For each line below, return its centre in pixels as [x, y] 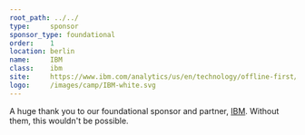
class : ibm [36, 69]
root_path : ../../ [44, 18]
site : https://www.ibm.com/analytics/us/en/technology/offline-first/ [154, 77]
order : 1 [32, 43]
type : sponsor [44, 26]
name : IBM [36, 60]
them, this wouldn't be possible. [69, 121]
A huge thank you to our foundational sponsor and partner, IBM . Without [144, 111]
